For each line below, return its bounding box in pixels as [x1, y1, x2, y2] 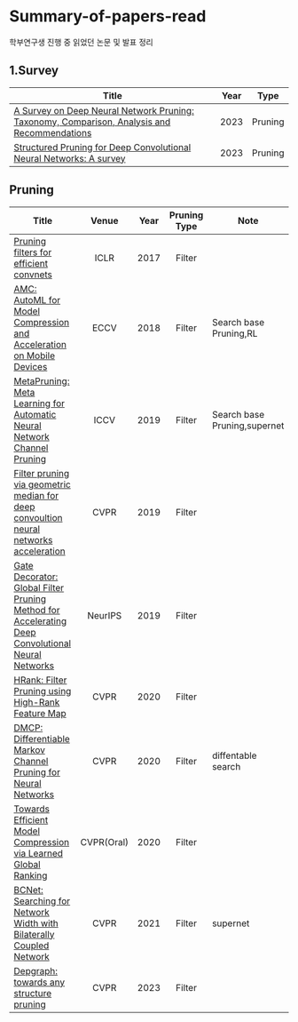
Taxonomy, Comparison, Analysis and [13, 116, 171, 128]
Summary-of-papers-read [9, 6, 207, 27]
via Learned [13, 847, 64, 859]
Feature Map [13, 707, 67, 719]
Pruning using [13, 684, 72, 697]
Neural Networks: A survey [13, 152, 126, 164]
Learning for [13, 397, 65, 410]
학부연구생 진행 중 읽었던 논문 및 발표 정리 [9, 36, 153, 47]
